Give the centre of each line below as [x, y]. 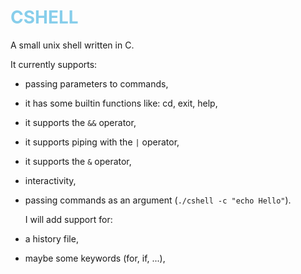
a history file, [51, 238]
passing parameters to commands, [96, 83]
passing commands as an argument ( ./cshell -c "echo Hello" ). [158, 200]
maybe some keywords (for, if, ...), [95, 258]
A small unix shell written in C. [72, 45]
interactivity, [50, 180]
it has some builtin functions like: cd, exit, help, [121, 103]
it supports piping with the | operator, [102, 142]
